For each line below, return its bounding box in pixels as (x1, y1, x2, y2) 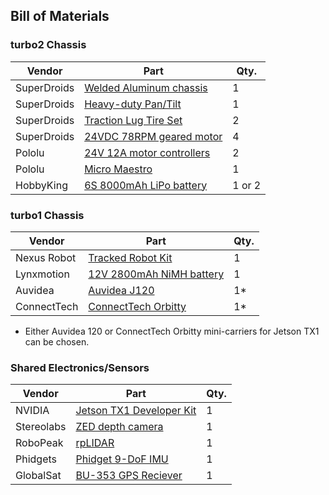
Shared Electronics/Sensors (10, 360, 150, 374)
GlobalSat (15, 469, 62, 483)
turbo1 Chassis (10, 208, 85, 222)
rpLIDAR (75, 436, 115, 450)
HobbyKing (15, 178, 68, 192)
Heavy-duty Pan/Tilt (84, 97, 182, 111)
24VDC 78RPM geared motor (84, 129, 223, 143)
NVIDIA (15, 404, 50, 418)
